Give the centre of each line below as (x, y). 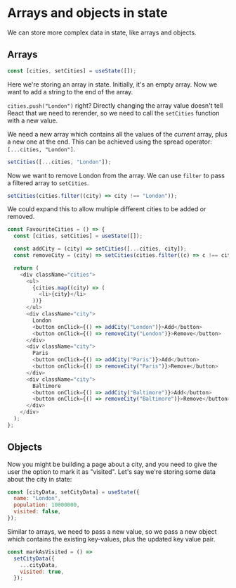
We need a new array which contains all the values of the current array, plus (117, 134)
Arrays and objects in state (88, 13)
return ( (26, 268)
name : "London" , (37, 499)
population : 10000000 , (47, 505)
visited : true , (42, 572)
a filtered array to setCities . (48, 183)
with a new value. (33, 120)
